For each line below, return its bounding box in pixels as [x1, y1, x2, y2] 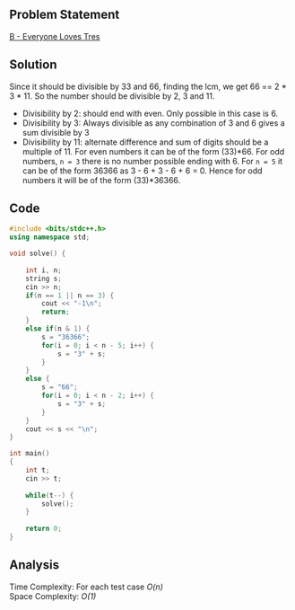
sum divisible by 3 [22, 127, 90, 137]
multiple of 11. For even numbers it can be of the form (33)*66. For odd [22, 146, 285, 156]
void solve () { [9, 249, 66, 259]
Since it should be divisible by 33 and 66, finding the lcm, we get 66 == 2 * [9, 81, 287, 92]
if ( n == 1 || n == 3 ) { [25, 291, 115, 300]
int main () [9, 449, 50, 458]
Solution [9, 57, 57, 73]
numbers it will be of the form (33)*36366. [22, 174, 181, 185]
